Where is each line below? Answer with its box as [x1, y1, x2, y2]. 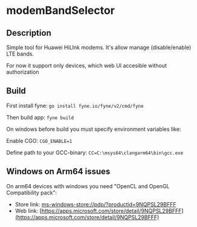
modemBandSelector [6, 4, 115, 18]
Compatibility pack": [6, 189, 57, 196]
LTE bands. [6, 50, 34, 58]
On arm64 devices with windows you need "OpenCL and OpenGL [6, 182, 170, 189]
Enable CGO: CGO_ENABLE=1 [6, 137, 73, 144]
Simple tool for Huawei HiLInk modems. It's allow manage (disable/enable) [6, 44, 192, 51]
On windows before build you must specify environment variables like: [6, 125, 181, 133]
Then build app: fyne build [6, 113, 74, 121]
